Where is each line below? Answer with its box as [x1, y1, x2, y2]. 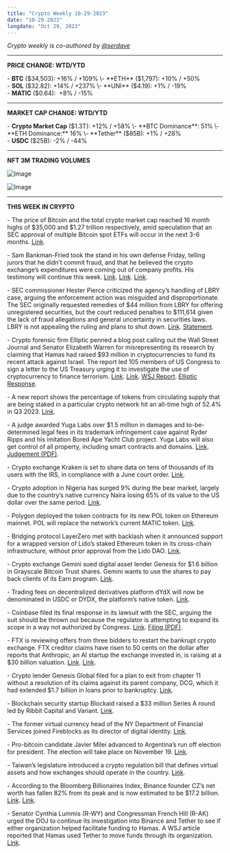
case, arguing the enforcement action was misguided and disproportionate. [7, 293, 220, 302]
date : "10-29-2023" [7, 16, 63, 23]
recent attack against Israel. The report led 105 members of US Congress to [7, 358, 220, 366]
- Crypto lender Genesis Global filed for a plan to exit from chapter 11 [7, 671, 201, 680]
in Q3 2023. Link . [7, 407, 56, 416]
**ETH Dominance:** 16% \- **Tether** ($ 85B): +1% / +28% [7, 130, 181, 138]
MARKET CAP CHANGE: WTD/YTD [7, 109, 108, 117]
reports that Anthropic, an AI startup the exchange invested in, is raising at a [7, 651, 222, 659]
